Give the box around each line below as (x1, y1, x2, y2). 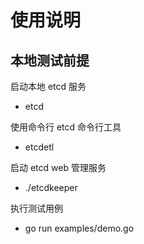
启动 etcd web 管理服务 (10, 162, 107, 173)
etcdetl (24, 141, 55, 153)
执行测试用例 (10, 202, 63, 214)
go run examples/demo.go (24, 222, 135, 234)
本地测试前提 (10, 52, 90, 69)
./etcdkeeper (24, 182, 78, 193)
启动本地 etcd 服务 (10, 81, 87, 92)
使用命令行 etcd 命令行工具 (10, 121, 122, 133)
